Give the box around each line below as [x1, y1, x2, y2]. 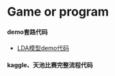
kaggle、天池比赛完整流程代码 [7, 60, 94, 69]
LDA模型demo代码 [16, 44, 70, 52]
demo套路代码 [7, 28, 48, 36]
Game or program [7, 4, 110, 20]
